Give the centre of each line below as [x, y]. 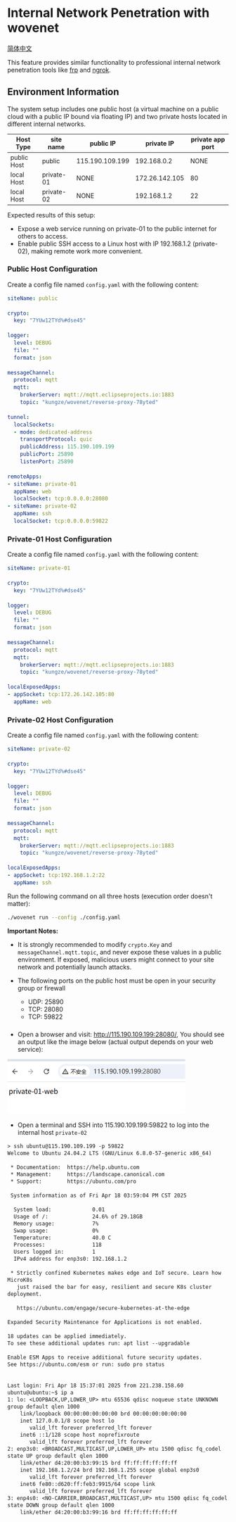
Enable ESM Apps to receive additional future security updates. [105, 1357]
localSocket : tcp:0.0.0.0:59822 [61, 521]
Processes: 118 [58, 1245]
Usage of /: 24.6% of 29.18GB [78, 1216]
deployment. [25, 1294]
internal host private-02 [52, 1132]
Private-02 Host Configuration [60, 719]
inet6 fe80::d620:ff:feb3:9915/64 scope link [88, 1484]
